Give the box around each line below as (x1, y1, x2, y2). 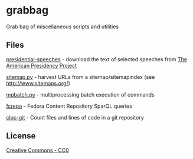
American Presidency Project (6, 62, 77, 69)
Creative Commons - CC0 (6, 147, 69, 154)
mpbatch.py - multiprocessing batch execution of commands (6, 91, 155, 98)
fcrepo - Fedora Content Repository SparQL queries (6, 102, 133, 110)
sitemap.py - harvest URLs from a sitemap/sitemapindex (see (6, 73, 155, 80)
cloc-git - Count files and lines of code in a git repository (6, 114, 145, 121)
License (6, 131, 36, 141)
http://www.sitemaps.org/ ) (6, 79, 71, 87)
